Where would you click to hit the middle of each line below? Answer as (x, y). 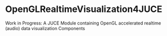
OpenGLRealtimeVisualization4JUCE (84, 9)
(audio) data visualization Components (45, 28)
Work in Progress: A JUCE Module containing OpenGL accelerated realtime (83, 23)
